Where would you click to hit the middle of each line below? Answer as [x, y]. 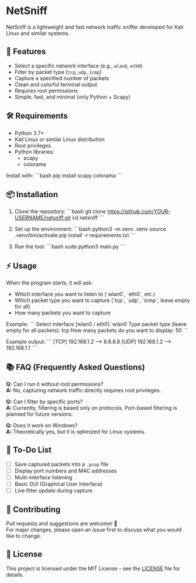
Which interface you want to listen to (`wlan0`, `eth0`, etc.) [85, 294]
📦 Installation [32, 194]
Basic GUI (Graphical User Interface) [59, 484]
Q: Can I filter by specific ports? [44, 402]
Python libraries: [34, 152]
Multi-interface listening [43, 477]
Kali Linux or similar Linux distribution [60, 139]
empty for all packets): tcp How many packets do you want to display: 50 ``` [97, 330]
